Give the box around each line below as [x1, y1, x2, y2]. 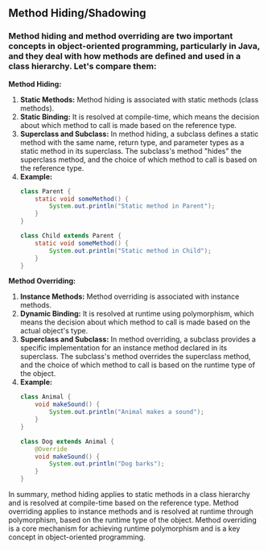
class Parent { [19, 187, 72, 196]
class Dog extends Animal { [19, 437, 114, 445]
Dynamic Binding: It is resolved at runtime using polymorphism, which [19, 309, 254, 319]
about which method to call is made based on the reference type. [19, 120, 237, 130]
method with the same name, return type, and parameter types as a [19, 137, 245, 147]
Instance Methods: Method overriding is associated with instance [19, 292, 240, 301]
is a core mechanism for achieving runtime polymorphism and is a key [8, 523, 241, 534]
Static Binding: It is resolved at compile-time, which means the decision [19, 112, 260, 122]
